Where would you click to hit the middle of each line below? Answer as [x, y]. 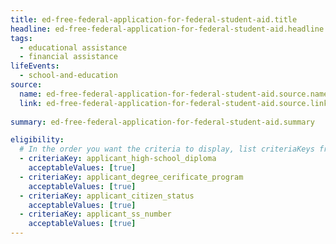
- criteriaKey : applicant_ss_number [95, 214]
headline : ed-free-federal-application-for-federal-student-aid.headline [167, 29]
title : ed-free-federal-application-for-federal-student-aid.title [154, 19]
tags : [21, 38]
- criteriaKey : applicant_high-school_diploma [118, 159]
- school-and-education [68, 76]
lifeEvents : [35, 66]
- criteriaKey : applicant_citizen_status [107, 196]
